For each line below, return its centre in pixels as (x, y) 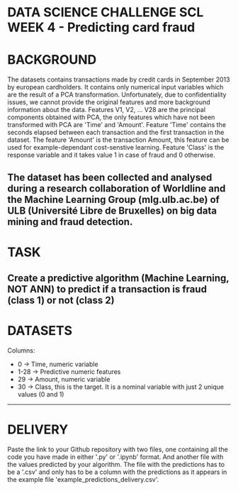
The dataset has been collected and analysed (110, 177)
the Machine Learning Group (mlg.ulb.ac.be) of (113, 199)
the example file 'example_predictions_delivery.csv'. (83, 479)
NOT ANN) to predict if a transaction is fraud (107, 289)
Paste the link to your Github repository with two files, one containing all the (118, 449)
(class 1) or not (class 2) (61, 300)
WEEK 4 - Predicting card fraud (101, 27)
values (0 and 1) (41, 395)
